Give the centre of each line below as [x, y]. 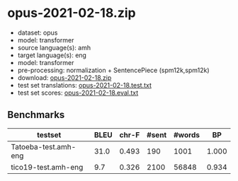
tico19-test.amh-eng [47, 167]
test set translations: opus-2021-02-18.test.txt [85, 85]
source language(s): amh [54, 47]
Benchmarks [36, 115]
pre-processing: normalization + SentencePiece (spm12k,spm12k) [114, 70]
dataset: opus [38, 33]
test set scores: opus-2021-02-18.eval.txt [78, 93]
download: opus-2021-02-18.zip [64, 77]
